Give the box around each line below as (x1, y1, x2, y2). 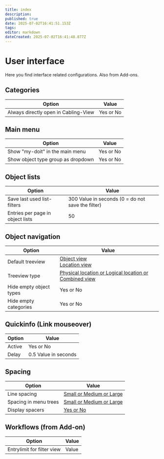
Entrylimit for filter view (7, 446, 61, 453)
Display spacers (7, 406, 44, 413)
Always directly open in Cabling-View (7, 109, 94, 116)
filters (7, 202, 21, 209)
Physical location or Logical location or (60, 269, 148, 276)
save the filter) (68, 202, 102, 209)
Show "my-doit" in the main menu (7, 148, 86, 155)
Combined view (60, 275, 96, 282)
